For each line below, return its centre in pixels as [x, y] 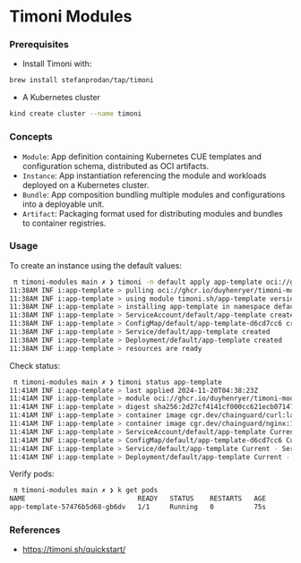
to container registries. [64, 223]
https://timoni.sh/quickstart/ [74, 550]
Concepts [31, 137]
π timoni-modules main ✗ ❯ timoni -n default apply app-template [138, 282]
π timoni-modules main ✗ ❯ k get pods [86, 490]
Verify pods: [32, 474]
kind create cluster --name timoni [76, 114]
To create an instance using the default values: [95, 265]
